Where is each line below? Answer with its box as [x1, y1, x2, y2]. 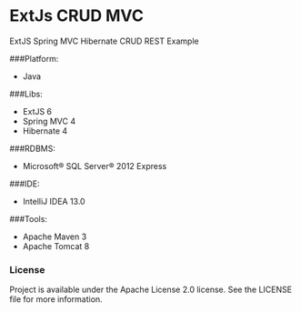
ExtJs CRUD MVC [9, 5, 144, 26]
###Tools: [9, 213, 48, 224]
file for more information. [9, 294, 103, 305]
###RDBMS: [9, 143, 56, 154]
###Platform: [9, 53, 59, 64]
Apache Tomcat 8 [22, 240, 90, 251]
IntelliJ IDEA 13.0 [22, 196, 85, 206]
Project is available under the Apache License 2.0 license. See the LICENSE [9, 284, 293, 296]
